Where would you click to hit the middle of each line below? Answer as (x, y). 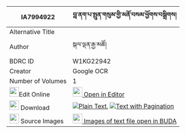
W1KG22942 (91, 61)
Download (35, 108)
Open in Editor (104, 94)
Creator (20, 71)
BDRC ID (22, 61)
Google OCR (90, 71)
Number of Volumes (38, 81)
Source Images (42, 121)
